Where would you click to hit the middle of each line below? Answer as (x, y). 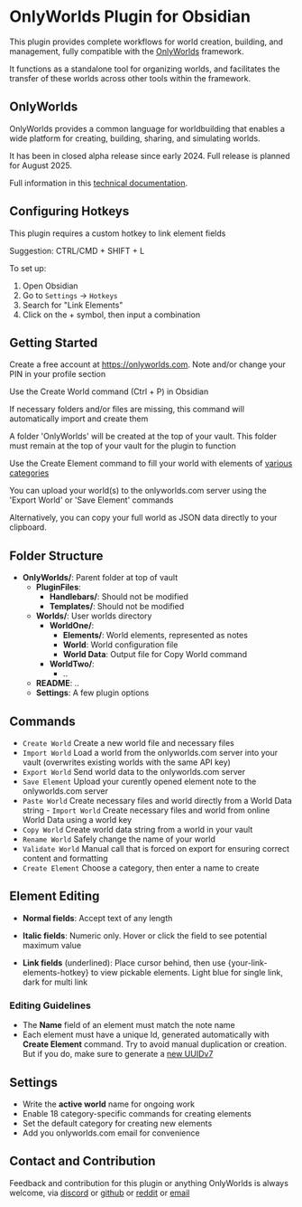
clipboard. (28, 527)
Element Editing (55, 896)
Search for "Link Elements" (73, 305)
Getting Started (54, 342)
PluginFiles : (58, 587)
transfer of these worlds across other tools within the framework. (130, 78)
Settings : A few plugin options (92, 693)
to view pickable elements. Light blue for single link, (187, 972)
